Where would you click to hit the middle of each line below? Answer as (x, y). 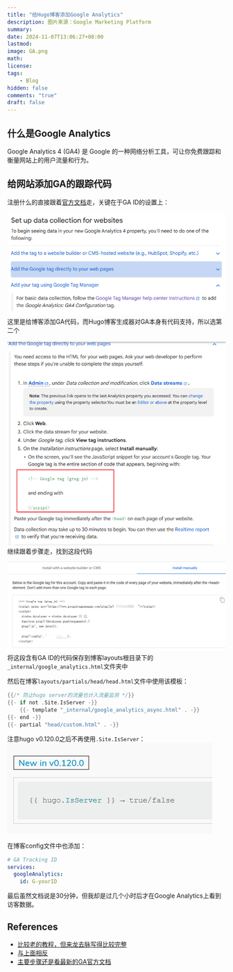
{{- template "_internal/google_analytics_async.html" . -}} (110, 710)
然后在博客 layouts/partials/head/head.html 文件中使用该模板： (98, 682)
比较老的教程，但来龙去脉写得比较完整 (72, 944)
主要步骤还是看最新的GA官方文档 (64, 962)
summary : (20, 29)
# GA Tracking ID (32, 859)
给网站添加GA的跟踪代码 (60, 184)
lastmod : (20, 44)
